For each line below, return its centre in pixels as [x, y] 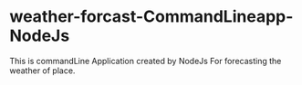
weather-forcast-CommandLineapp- [151, 17]
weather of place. [42, 71]
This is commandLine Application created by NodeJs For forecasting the [146, 61]
